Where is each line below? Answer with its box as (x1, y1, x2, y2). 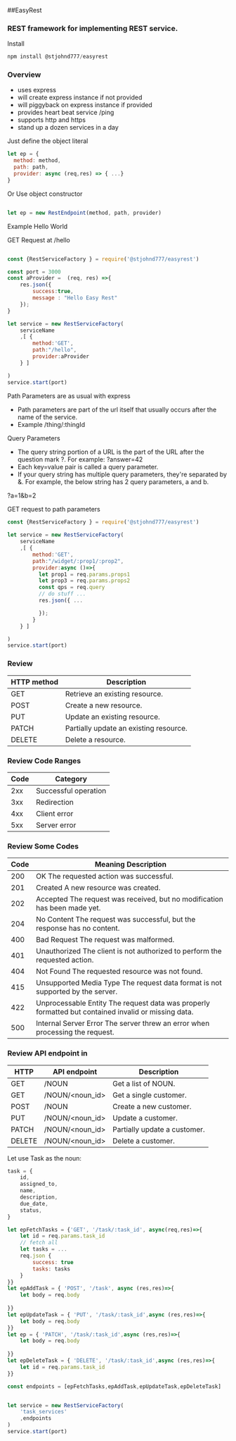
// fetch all (20, 1239, 58, 1247)
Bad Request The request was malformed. (36, 935, 175, 945)
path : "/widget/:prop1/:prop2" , (32, 557, 124, 564)
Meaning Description (94, 860, 167, 870)
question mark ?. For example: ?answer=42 (17, 454, 143, 464)
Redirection (36, 797, 74, 807)
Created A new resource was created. (36, 883, 161, 893)
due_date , (20, 1200, 49, 1207)
